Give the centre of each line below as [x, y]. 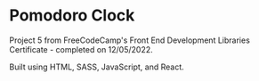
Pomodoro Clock [72, 16]
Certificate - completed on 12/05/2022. [81, 49]
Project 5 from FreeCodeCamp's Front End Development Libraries [130, 40]
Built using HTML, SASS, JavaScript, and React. [97, 67]
